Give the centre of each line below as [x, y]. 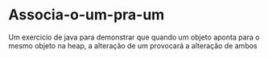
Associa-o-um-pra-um [87, 15]
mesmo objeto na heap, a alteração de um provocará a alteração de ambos [133, 45]
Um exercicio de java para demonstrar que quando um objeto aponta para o [134, 37]
